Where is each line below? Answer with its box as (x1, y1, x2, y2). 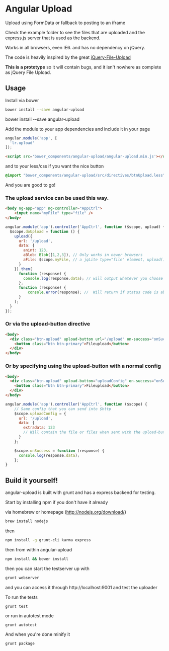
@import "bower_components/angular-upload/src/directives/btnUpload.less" (5, 173, 165, 178)
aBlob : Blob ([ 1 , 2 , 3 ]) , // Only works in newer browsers (23, 253, 143, 258)
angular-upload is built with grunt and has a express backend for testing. (5, 490, 156, 496)
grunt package (5, 641, 35, 646)
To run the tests (5, 594, 38, 600)
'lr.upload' (10, 140, 35, 145)
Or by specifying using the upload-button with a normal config (5, 363, 161, 370)
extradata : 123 (23, 425, 55, 430)
